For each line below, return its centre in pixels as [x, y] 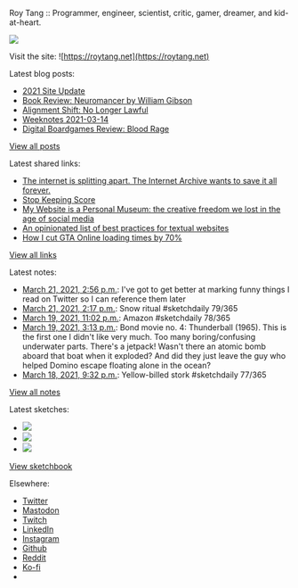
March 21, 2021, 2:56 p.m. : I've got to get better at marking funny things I [156, 290]
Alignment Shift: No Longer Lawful [85, 110]
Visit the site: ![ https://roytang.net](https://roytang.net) [109, 56]
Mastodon [40, 510]
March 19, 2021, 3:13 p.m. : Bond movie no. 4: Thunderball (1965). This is [154, 327]
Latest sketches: [39, 409]
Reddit [34, 558]
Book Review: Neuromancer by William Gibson [107, 100]
